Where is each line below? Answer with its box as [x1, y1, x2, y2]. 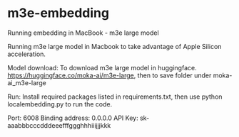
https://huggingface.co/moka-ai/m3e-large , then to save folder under [7, 71, 212, 80]
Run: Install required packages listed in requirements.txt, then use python [7, 92, 223, 101]
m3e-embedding [7, 5, 109, 21]
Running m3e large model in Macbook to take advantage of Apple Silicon [7, 42, 222, 50]
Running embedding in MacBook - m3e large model [7, 28, 159, 37]
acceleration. [7, 50, 46, 58]
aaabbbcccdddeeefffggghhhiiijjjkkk [7, 121, 111, 129]
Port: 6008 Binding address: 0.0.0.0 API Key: [7, 114, 138, 122]
